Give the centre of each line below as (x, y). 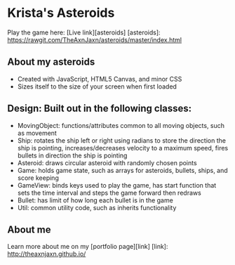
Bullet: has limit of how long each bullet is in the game (95, 200)
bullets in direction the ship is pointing (72, 155)
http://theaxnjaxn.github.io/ (47, 254)
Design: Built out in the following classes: (100, 109)
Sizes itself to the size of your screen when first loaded (97, 86)
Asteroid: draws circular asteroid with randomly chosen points (107, 162)
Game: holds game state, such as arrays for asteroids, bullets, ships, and (122, 170)
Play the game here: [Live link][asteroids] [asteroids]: (84, 32)
